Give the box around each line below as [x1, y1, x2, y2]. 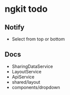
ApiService [11, 74, 35, 80]
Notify [4, 23, 25, 32]
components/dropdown [11, 84, 61, 90]
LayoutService [11, 68, 42, 74]
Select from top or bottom [11, 36, 65, 42]
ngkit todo [4, 3, 48, 15]
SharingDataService [11, 63, 53, 69]
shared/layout [11, 79, 41, 85]
